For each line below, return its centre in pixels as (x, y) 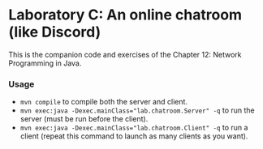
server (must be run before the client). (84, 119)
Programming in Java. (45, 63)
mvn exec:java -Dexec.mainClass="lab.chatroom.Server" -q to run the (138, 110)
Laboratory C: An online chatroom (125, 15)
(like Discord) (55, 32)
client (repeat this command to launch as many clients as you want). (134, 136)
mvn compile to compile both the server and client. (104, 102)
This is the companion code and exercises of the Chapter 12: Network (125, 54)
